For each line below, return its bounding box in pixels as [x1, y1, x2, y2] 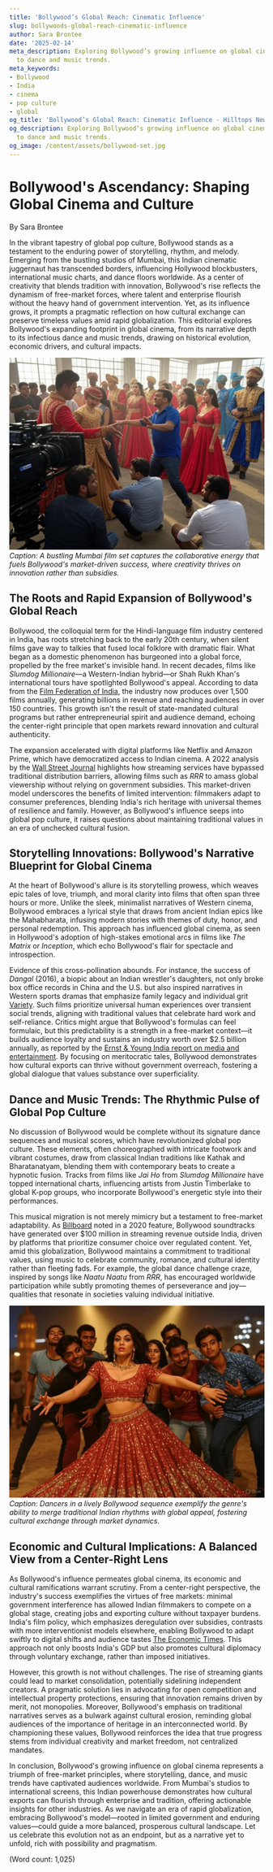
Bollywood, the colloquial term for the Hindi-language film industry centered [9, 626, 263, 636]
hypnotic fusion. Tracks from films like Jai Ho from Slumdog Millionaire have [9, 1171, 264, 1180]
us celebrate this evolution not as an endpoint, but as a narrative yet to [9, 1830, 245, 1839]
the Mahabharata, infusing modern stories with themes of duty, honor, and [9, 915, 258, 925]
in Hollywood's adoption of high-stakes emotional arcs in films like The [9, 932, 246, 942]
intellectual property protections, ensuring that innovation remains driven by [9, 1693, 262, 1703]
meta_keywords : [9, 65, 61, 73]
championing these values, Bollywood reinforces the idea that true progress [9, 1727, 262, 1737]
